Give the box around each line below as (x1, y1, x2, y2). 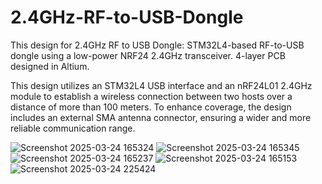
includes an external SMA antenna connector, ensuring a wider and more (10, 111, 312, 123)
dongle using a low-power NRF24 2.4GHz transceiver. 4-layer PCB (10, 49, 286, 61)
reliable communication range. (10, 122, 136, 134)
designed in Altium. (10, 60, 90, 72)
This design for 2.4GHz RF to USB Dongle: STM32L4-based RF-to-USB (10, 39, 305, 51)
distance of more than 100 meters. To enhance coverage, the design (10, 101, 292, 113)
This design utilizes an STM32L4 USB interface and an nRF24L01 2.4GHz (10, 79, 313, 91)
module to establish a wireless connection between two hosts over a (10, 90, 293, 102)
